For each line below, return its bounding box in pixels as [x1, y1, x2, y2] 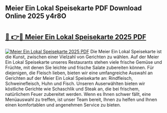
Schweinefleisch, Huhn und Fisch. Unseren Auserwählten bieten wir [5, 80, 145, 86]
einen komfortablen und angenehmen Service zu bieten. [5, 102, 121, 107]
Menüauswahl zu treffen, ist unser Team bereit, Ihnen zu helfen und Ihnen [5, 96, 157, 102]
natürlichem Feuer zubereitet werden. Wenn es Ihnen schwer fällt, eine [5, 91, 151, 97]
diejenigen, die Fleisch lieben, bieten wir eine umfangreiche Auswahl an [5, 70, 153, 76]
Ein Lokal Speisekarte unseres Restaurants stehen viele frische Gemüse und [5, 59, 162, 65]
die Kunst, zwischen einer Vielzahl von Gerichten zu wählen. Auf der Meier [5, 54, 159, 60]
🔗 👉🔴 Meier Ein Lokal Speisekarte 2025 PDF [5, 33, 146, 41]
